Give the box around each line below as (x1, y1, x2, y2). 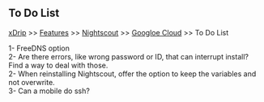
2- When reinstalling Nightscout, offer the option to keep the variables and (8, 68, 257, 79)
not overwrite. (8, 77, 55, 87)
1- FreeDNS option (8, 43, 70, 53)
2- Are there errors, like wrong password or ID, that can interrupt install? (8, 51, 249, 61)
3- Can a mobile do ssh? (8, 86, 91, 96)
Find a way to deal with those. (8, 60, 109, 70)
